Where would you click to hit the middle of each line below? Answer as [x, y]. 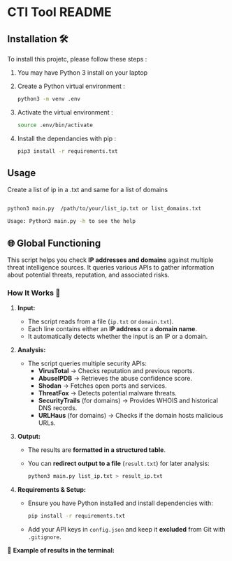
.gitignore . [44, 537]
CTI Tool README [59, 12]
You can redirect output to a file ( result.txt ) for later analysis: [118, 464]
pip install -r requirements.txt [77, 516]
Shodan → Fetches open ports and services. [102, 386]
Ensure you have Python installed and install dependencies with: [120, 503]
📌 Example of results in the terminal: [61, 551]
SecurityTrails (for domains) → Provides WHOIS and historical [128, 401]
